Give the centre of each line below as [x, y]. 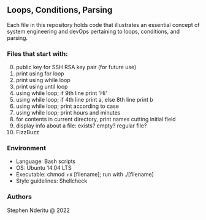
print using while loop [43, 80]
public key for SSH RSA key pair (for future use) [76, 67]
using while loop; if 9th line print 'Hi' [61, 93]
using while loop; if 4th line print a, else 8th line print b [85, 100]
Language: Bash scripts [46, 161]
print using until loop [42, 87]
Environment [27, 148]
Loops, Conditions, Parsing [60, 10]
